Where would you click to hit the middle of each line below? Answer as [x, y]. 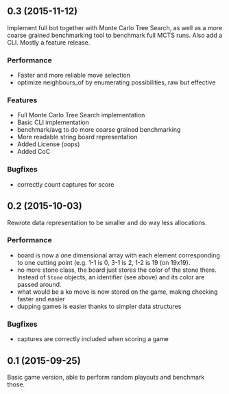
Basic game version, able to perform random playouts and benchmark [106, 377]
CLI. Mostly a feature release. [49, 42]
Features [22, 100]
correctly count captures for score [65, 184]
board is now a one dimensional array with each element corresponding [119, 255]
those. [16, 384]
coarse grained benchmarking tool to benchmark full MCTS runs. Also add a [115, 35]
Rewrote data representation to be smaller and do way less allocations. [107, 222]
